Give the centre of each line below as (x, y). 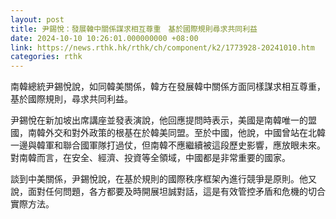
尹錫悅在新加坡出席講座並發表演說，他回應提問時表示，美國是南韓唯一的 (159, 120)
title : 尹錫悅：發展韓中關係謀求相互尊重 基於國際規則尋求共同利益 (134, 29)
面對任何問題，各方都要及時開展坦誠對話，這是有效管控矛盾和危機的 (167, 192)
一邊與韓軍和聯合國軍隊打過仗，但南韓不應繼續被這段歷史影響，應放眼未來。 (168, 145)
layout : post (37, 19)
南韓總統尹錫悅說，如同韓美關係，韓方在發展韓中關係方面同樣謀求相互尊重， (168, 87)
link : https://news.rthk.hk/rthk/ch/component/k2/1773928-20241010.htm (162, 47)
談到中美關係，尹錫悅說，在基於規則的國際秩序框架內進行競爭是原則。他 (159, 179)
